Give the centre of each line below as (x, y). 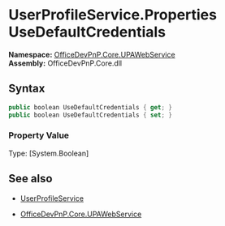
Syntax (27, 89)
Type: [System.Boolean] (49, 153)
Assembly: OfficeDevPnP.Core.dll (65, 63)
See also (30, 179)
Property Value (39, 135)
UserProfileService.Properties (113, 15)
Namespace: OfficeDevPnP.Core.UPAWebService (92, 54)
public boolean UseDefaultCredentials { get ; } (91, 107)
